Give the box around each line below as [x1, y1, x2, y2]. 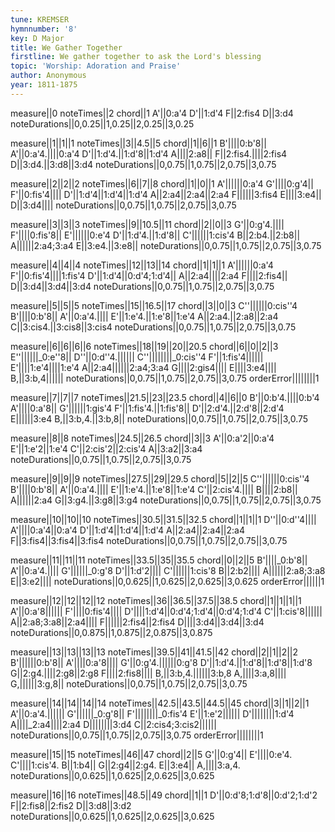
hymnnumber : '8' [10, 24, 78, 34]
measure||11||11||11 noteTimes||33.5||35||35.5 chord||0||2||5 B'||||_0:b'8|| [10, 554, 308, 566]
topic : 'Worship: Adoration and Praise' [10, 61, 182, 71]
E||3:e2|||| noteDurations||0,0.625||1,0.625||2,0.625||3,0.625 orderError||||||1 [10, 575, 325, 587]
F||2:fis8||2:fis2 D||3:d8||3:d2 [10, 799, 132, 811]
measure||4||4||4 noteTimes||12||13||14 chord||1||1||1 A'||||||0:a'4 [10, 259, 274, 271]
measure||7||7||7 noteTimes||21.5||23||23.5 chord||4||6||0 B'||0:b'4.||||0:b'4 [10, 391, 320, 403]
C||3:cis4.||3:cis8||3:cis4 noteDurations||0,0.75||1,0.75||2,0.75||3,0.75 [10, 321, 297, 333]
